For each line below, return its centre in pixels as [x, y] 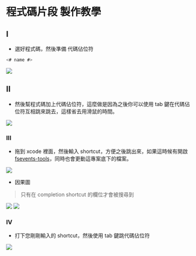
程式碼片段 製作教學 [54, 12]
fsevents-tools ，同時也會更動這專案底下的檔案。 [73, 158]
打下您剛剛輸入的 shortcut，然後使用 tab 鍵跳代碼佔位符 [82, 235]
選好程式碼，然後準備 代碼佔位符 [54, 49]
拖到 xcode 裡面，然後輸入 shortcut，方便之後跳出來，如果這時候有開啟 [101, 151]
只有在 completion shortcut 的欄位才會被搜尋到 [77, 194]
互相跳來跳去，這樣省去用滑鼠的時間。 [71, 111]
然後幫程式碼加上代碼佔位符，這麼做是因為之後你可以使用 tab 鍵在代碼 [99, 104]
